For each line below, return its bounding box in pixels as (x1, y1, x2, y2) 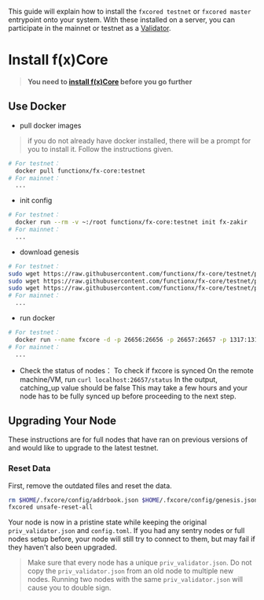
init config (19, 196, 53, 206)
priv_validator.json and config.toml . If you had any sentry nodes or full (8, 526, 245, 535)
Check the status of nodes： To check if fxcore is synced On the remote (19, 365, 254, 375)
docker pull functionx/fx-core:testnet (15, 167, 146, 175)
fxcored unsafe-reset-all (8, 503, 93, 511)
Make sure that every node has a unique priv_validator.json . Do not (27, 558, 252, 568)
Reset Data (8, 463, 51, 474)
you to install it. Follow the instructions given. (27, 144, 174, 154)
